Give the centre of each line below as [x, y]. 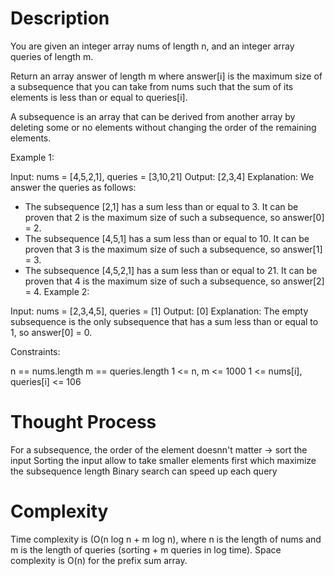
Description [60, 18]
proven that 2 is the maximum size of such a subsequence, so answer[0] [174, 217]
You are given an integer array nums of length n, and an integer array [152, 46]
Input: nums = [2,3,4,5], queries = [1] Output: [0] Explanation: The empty [159, 311]
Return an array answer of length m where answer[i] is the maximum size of [166, 76]
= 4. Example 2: [57, 291]
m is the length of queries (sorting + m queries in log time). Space [146, 549]
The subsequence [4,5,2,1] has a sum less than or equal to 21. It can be [171, 270]
